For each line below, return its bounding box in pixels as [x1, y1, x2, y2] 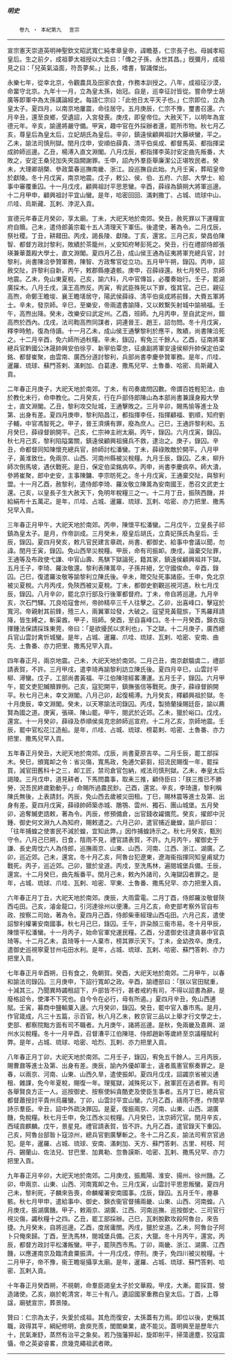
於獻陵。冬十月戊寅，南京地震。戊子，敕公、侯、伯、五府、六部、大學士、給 [7, 173, 225, 181]
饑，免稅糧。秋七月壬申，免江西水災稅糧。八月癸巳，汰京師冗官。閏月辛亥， [7, 1113, 225, 1121]
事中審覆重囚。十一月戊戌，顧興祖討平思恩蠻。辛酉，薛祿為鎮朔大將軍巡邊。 [7, 182, 225, 190]
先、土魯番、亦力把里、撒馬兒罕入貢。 [7, 641, 116, 650]
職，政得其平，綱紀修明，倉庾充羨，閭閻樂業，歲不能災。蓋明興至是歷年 [7, 1322, 213, 1330]
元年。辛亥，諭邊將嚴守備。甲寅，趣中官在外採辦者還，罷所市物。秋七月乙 [12, 121, 225, 129]
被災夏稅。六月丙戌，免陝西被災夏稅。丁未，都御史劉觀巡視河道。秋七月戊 [7, 581, 219, 589]
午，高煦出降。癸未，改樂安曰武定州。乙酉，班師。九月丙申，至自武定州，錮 [7, 309, 225, 318]
